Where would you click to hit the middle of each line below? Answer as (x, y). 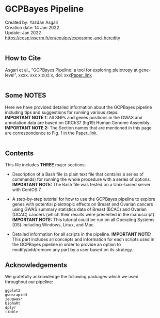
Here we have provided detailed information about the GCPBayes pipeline (79, 107)
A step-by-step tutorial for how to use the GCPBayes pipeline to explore (84, 199)
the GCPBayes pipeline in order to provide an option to (66, 245)
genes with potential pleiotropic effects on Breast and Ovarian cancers (83, 204)
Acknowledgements (36, 265)
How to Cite (23, 58)
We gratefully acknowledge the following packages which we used (72, 277)
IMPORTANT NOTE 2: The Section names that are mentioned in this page (78, 127)
